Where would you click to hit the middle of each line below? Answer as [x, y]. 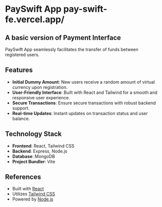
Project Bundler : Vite [34, 161]
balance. [21, 118]
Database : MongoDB [34, 156]
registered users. [22, 55]
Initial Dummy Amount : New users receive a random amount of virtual [83, 82]
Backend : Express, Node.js [40, 151]
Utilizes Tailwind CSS [34, 194]
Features [19, 70]
